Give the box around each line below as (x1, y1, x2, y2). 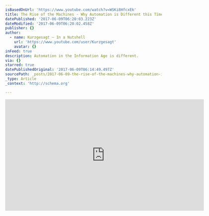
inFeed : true (5, 49, 32, 54)
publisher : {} (5, 26, 35, 31)
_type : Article (5, 76, 37, 81)
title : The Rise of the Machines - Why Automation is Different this (5, 12, 152, 17)
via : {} (5, 58, 21, 63)
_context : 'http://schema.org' (5, 81, 70, 86)
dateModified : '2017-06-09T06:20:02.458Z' (5, 21, 94, 26)
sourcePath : (5, 72, 30, 77)
